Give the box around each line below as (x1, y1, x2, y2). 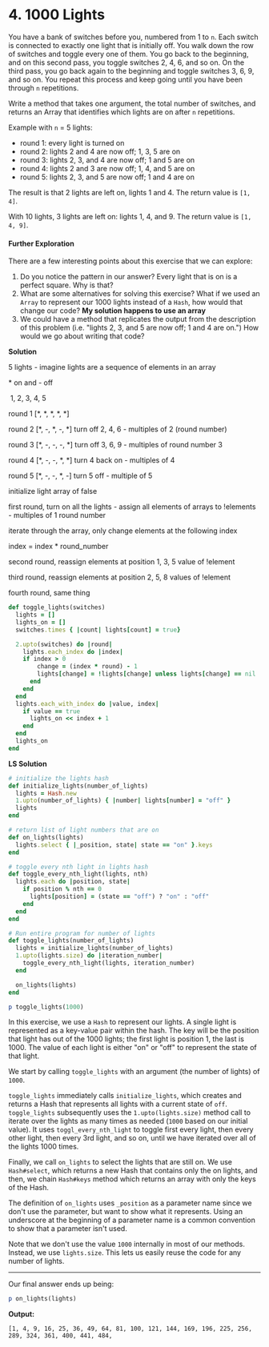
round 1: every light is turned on (19, 138, 125, 147)
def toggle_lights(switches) (8, 603, 106, 611)
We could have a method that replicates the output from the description (19, 315, 256, 324)
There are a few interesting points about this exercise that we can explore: (8, 256, 253, 266)
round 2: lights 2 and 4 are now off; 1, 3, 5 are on (19, 146, 181, 156)
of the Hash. (8, 1183, 50, 1193)
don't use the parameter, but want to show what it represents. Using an (8, 1207, 243, 1217)
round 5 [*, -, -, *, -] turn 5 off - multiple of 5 (8, 471, 153, 481)
